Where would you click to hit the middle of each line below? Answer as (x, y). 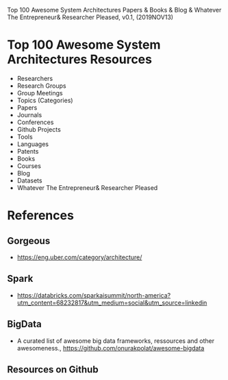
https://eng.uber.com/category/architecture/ (79, 257)
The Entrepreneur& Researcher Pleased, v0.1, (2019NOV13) (90, 17)
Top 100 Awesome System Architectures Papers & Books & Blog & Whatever (114, 10)
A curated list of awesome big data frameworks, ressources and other (115, 341)
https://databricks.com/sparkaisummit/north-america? (94, 295)
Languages (33, 144)
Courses (29, 166)
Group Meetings (40, 93)
